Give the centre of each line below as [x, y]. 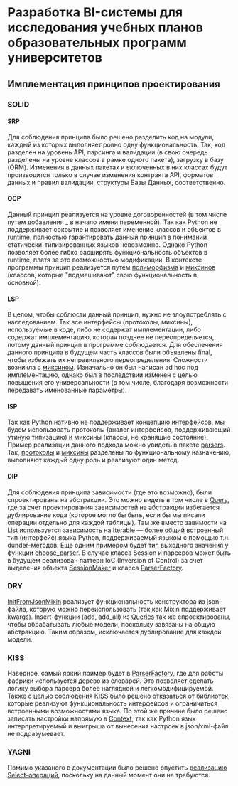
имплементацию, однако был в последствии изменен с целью [102, 375]
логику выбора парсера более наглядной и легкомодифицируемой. [111, 689]
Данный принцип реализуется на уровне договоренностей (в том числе [117, 214]
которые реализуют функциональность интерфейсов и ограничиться [113, 703]
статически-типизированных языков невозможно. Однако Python [108, 244]
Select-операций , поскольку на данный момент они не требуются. [109, 775]
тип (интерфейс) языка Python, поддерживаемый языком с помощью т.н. [119, 537]
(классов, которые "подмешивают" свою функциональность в [102, 275]
